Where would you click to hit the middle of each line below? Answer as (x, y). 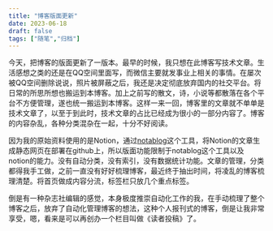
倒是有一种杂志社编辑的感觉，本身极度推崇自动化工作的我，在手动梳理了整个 (136, 199)
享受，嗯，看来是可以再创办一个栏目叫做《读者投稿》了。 (104, 219)
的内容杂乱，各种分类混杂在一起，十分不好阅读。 (90, 123)
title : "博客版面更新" (43, 16)
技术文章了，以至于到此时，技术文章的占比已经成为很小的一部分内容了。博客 (136, 113)
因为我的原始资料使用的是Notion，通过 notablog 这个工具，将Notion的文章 (131, 141)
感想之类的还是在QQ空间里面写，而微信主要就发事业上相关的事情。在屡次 (138, 73)
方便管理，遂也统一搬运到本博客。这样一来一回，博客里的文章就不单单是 (143, 103)
